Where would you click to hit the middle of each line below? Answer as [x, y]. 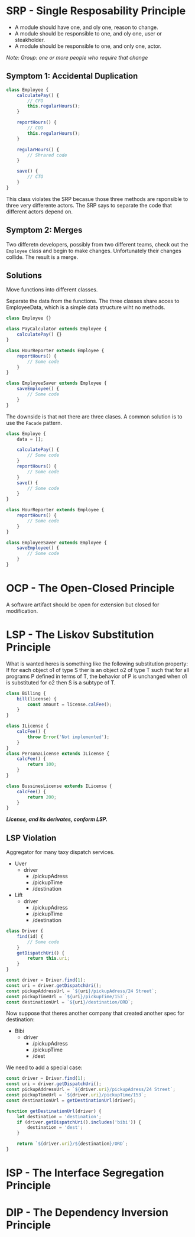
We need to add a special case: [44, 1067]
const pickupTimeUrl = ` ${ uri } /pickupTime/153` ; [67, 996]
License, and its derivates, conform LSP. [57, 819]
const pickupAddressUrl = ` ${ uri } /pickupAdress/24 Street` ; [82, 991]
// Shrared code [47, 155]
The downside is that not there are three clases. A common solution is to [94, 416]
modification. [22, 611]
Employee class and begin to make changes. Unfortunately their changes [94, 251]
